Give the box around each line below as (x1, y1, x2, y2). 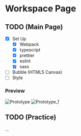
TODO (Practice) (5, 113, 56, 122)
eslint (19, 58, 31, 64)
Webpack (19, 42, 39, 47)
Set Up (12, 36, 27, 42)
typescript (19, 47, 41, 53)
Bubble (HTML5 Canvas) (12, 69, 62, 75)
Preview (5, 88, 25, 94)
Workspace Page (5, 3, 76, 14)
